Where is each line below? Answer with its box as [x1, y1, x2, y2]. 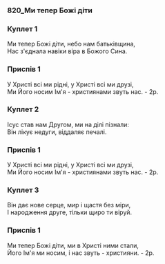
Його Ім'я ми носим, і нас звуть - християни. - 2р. [7, 248, 155, 257]
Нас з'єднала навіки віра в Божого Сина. [7, 47, 128, 55]
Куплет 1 [7, 23, 38, 33]
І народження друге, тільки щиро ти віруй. [7, 208, 133, 216]
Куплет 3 [7, 185, 39, 195]
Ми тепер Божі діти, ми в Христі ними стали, [7, 241, 139, 249]
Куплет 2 [7, 104, 39, 114]
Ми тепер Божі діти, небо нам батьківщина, [7, 40, 136, 48]
